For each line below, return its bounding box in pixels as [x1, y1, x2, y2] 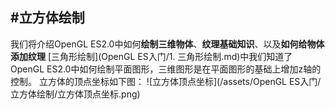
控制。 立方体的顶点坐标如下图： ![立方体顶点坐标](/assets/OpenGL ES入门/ [10, 75, 322, 87]
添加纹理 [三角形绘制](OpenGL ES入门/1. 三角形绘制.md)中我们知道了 [10, 50, 293, 62]
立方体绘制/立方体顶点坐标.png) [10, 88, 141, 100]
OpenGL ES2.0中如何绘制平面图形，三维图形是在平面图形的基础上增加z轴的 [10, 63, 322, 75]
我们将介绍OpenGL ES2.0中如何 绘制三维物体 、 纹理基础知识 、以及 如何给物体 [10, 38, 325, 50]
